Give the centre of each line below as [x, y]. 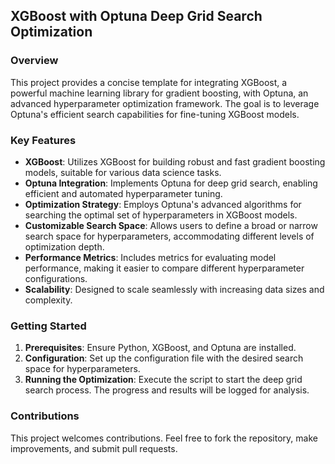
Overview [34, 61]
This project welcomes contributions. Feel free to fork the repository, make [164, 438]
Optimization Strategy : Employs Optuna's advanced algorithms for [163, 204]
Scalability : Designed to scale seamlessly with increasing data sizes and [174, 289]
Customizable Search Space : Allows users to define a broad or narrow [171, 225]
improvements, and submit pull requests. [94, 448]
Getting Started [48, 326]
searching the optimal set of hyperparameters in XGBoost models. [161, 215]
